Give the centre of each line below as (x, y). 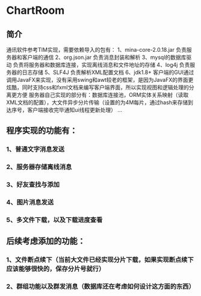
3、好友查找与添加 (33, 185)
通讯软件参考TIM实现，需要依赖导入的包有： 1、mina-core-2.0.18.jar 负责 (96, 50)
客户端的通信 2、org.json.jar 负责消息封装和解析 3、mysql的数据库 (104, 57)
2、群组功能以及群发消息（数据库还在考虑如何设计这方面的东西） (101, 286)
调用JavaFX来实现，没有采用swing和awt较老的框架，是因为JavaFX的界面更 (100, 80)
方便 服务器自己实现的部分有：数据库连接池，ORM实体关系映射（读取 (103, 95)
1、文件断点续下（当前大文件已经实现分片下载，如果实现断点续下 (100, 260)
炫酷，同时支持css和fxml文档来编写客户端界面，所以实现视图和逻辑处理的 (98, 87)
